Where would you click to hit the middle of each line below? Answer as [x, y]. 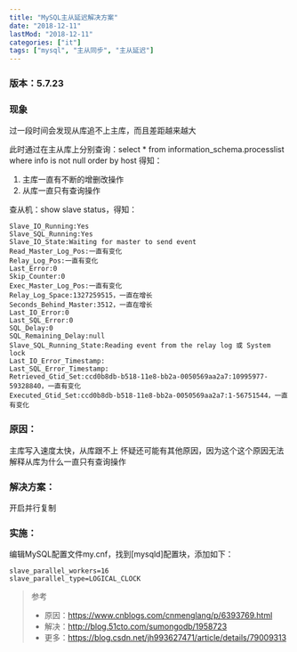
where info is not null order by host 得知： [86, 160]
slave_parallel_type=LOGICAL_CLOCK [75, 579]
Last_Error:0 [33, 269]
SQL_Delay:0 [31, 329]
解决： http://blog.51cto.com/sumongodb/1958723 [136, 627]
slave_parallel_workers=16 [59, 571]
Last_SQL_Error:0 [41, 321]
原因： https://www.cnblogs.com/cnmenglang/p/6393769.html [158, 615]
